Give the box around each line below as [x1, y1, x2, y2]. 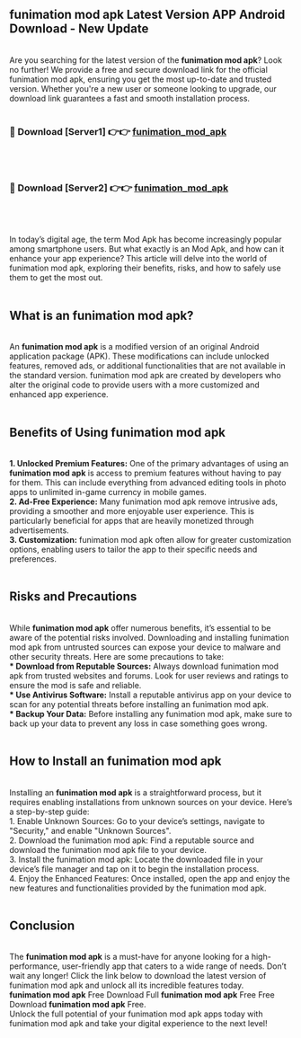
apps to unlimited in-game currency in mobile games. [9, 487, 207, 498]
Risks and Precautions [9, 589, 137, 605]
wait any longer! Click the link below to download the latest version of [9, 971, 267, 981]
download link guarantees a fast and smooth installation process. [9, 93, 250, 103]
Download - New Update [9, 22, 149, 37]
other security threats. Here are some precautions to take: [9, 651, 225, 661]
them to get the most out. [9, 272, 103, 283]
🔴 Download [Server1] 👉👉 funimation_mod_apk [9, 125, 227, 138]
